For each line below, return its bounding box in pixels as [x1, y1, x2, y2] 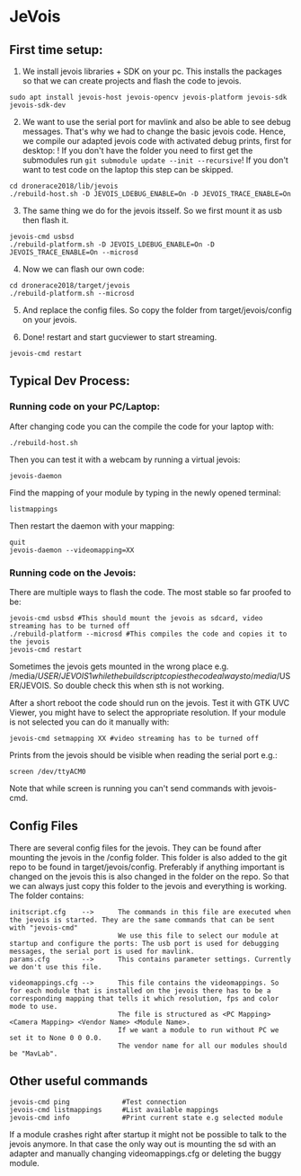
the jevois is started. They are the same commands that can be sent [9, 915, 276, 924]
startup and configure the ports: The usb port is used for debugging [9, 939, 279, 948]
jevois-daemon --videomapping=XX [9, 546, 135, 555]
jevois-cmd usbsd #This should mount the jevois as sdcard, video [9, 613, 263, 622]
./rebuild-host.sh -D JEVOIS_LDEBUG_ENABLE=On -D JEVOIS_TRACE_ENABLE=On [9, 190, 292, 199]
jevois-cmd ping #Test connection [9, 1097, 187, 1107]
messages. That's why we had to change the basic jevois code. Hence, [22, 126, 286, 137]
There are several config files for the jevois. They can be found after [9, 842, 262, 853]
